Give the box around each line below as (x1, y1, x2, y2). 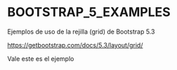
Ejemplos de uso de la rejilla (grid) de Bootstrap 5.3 (7, 27, 155, 36)
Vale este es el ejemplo (7, 54, 74, 63)
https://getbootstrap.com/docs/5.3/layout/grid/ (7, 41, 143, 49)
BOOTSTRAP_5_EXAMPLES (7, 4, 171, 20)
